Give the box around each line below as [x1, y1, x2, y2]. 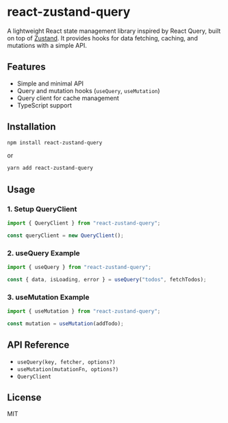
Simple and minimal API [16, 79, 84, 88]
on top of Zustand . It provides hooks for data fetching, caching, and [7, 34, 199, 42]
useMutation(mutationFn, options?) [16, 366, 119, 373]
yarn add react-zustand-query [7, 165, 94, 172]
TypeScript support [16, 101, 72, 110]
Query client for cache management [16, 94, 119, 102]
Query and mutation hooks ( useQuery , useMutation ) [16, 86, 160, 94]
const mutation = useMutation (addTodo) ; [7, 320, 125, 327]
